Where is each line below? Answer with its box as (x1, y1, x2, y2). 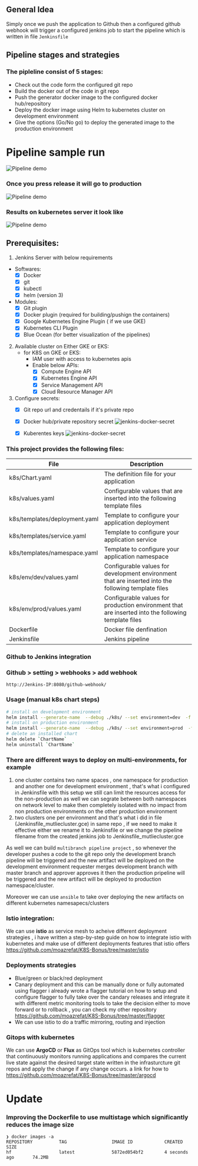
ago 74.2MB (6, 1155, 49, 1161)
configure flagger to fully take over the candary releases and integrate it (14, 993, 190, 1000)
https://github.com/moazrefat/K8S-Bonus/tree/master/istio (6, 946, 149, 954)
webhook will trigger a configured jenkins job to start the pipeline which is (6, 27, 186, 34)
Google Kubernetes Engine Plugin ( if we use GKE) (23, 318, 146, 325)
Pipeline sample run (6, 146, 105, 159)
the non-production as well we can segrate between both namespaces (14, 795, 187, 802)
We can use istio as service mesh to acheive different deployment (6, 928, 167, 935)
